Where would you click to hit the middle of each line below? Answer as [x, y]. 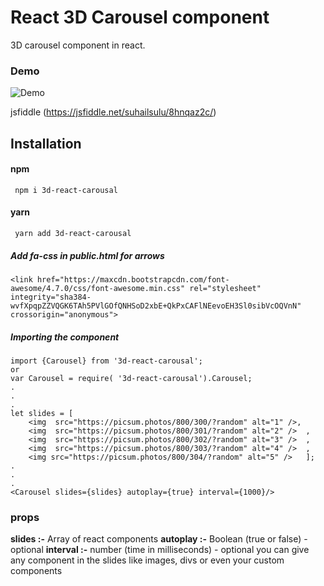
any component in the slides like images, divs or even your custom [147, 560]
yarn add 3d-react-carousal [73, 234]
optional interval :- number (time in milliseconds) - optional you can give [160, 550]
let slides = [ [42, 413]
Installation [46, 143]
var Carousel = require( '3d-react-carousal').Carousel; [131, 378]
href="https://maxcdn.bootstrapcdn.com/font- [133, 280]
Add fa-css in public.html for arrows [87, 255]
